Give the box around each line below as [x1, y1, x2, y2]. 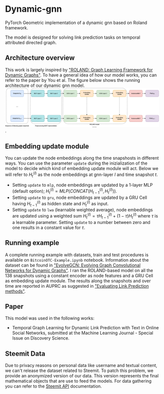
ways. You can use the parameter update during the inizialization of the [5, 160, 148, 166]
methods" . [5, 288, 26, 294]
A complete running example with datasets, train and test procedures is [5, 251, 149, 258]
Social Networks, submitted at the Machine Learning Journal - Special [12, 330, 154, 336]
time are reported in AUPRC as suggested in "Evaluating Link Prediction [5, 283, 149, 289]
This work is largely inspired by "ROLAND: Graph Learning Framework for [5, 67, 153, 73]
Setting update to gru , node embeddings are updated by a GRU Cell [12, 195, 147, 200]
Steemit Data [5, 349, 45, 358]
